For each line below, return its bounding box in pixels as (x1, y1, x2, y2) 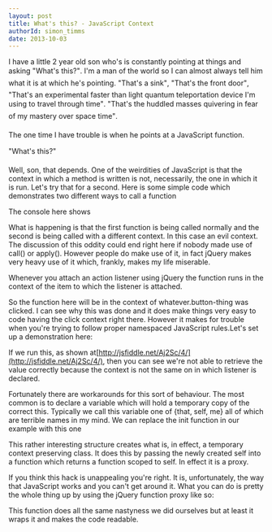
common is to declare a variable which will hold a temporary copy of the (8, 398, 250, 408)
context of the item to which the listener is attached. (8, 281, 183, 291)
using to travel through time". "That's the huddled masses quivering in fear (8, 99, 258, 109)
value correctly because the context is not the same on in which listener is (8, 365, 257, 375)
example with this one (8, 424, 82, 434)
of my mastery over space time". (8, 111, 118, 121)
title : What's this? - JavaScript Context (8, 20, 154, 28)
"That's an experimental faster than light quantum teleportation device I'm (8, 90, 256, 100)
